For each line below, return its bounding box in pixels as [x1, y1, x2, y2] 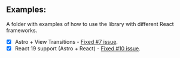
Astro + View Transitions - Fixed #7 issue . [14, 38, 118, 45]
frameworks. [6, 27, 38, 34]
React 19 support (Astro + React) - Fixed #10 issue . [14, 44, 141, 52]
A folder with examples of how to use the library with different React [6, 20, 175, 27]
